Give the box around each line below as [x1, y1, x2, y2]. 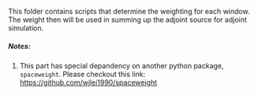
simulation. [8, 24, 44, 32]
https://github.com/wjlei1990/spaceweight [19, 78, 158, 87]
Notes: [8, 41, 32, 50]
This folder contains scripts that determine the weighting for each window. [8, 7, 250, 16]
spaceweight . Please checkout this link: [19, 69, 146, 79]
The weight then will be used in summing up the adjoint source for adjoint [8, 15, 247, 24]
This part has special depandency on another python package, [19, 60, 224, 70]
